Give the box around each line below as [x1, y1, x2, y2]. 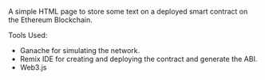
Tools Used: [8, 31, 48, 40]
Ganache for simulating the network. [19, 46, 140, 55]
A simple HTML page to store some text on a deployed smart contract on [8, 7, 248, 16]
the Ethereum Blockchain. [8, 15, 93, 25]
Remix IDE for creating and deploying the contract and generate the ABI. [19, 55, 258, 63]
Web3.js [19, 63, 47, 72]
